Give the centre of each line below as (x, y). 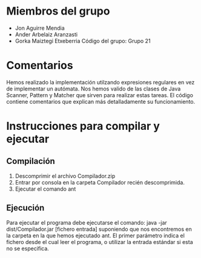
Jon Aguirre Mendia (40, 28)
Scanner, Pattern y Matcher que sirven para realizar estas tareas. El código (100, 95)
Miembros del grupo (58, 11)
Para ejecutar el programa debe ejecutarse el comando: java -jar (87, 222)
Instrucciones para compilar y (83, 126)
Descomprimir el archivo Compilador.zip (65, 176)
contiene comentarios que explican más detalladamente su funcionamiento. (101, 101)
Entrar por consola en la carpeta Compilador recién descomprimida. (100, 182)
